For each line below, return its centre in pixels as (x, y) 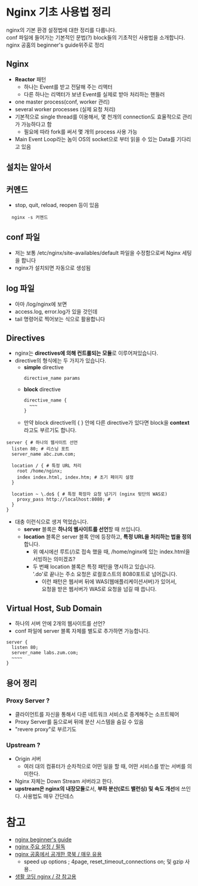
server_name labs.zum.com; (45, 653)
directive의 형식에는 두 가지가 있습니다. (60, 361)
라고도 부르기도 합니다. (50, 430)
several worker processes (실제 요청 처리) (65, 109)
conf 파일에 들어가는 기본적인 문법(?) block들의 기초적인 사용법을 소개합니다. (96, 37)
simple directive (44, 367)
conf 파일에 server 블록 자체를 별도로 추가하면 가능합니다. (82, 631)
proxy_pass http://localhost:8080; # (64, 500)
